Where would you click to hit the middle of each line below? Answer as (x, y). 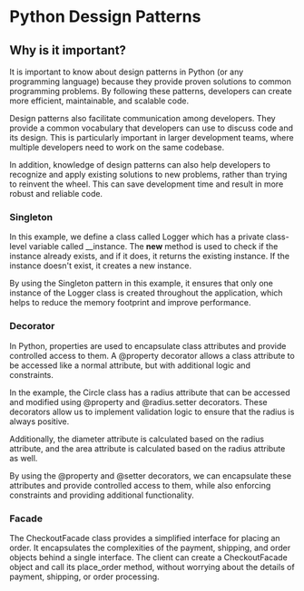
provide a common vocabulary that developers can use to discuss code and (151, 128)
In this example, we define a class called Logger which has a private (137, 237)
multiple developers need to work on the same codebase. (117, 147)
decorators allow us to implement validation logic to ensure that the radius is (152, 412)
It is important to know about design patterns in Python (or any (127, 72)
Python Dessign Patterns (105, 17)
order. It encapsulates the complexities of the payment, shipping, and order (150, 547)
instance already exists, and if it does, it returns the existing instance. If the (150, 257)
